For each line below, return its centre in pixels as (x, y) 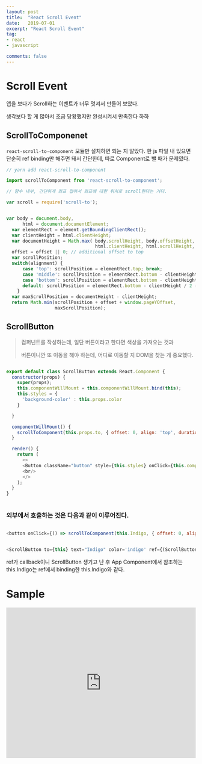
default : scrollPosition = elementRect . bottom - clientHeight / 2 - (110, 286)
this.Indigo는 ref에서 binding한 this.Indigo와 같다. (66, 570)
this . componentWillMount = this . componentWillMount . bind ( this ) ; (99, 388)
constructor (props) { (39, 377)
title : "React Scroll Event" (44, 17)
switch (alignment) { (37, 263)
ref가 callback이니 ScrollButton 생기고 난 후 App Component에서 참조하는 (95, 562)
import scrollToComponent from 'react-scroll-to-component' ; (84, 181)
